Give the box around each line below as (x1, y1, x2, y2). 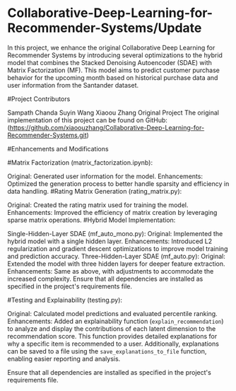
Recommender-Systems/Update (7, 20, 202, 36)
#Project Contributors (7, 94, 71, 103)
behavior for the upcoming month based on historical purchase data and (7, 73, 218, 82)
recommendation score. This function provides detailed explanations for (7, 332, 218, 340)
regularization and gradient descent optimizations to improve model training (7, 244, 228, 252)
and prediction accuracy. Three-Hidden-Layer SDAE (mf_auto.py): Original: (7, 252, 226, 260)
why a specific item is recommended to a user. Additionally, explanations (7, 339, 219, 348)
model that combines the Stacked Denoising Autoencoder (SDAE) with (7, 58, 212, 66)
